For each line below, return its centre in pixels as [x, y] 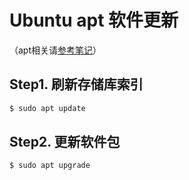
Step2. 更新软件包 [65, 142]
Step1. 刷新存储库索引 [76, 84]
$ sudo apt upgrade [50, 166]
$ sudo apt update [47, 108]
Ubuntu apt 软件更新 [94, 20]
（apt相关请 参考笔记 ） [55, 50]
